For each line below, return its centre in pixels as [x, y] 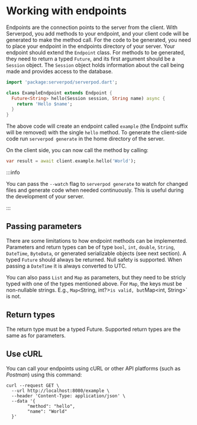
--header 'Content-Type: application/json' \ [69, 396]
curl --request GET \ [33, 385]
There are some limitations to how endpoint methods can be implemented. [97, 240]
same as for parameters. [36, 335]
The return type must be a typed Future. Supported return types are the [93, 329]
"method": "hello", [51, 406]
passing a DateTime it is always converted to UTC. [67, 266]
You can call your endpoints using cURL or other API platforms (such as [93, 368]
